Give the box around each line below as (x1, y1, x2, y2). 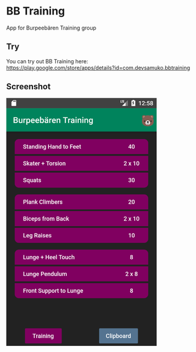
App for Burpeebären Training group (6, 24, 97, 31)
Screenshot (6, 81, 51, 92)
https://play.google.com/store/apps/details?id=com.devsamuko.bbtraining (6, 64, 191, 71)
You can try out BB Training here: (6, 57, 88, 64)
